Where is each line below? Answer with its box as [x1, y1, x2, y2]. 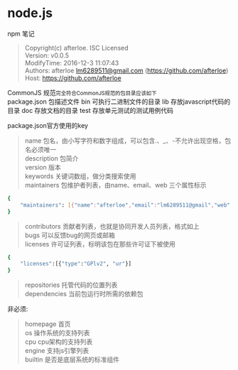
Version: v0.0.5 [24, 51, 70, 60]
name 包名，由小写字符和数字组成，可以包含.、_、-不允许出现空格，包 [24, 136, 232, 145]
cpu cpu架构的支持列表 [24, 337, 93, 346]
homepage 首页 [24, 320, 71, 328]
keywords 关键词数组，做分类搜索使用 [24, 172, 136, 180]
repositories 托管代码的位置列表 [24, 281, 118, 289]
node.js [7, 5, 53, 21]
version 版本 [24, 163, 62, 171]
